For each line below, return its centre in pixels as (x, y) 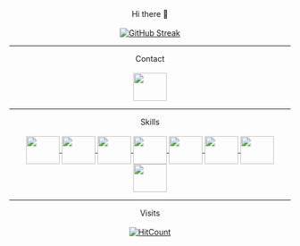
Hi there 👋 (150, 14)
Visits (150, 213)
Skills (150, 122)
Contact (150, 59)
